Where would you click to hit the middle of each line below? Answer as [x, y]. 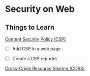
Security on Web [40, 9]
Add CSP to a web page [36, 49]
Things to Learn [30, 27]
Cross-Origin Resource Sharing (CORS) [45, 69]
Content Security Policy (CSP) [36, 39]
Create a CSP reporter [35, 59]
